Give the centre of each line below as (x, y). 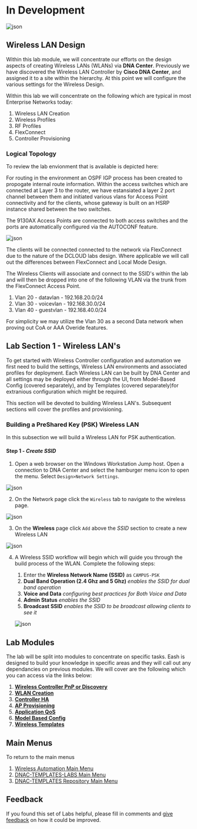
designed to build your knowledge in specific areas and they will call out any (98, 663)
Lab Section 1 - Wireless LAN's (64, 346)
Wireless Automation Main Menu (54, 768)
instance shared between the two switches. (59, 209)
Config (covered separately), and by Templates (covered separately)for (92, 385)
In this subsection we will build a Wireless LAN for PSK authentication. (91, 437)
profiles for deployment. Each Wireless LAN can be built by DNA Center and (98, 373)
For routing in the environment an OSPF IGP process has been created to (94, 178)
